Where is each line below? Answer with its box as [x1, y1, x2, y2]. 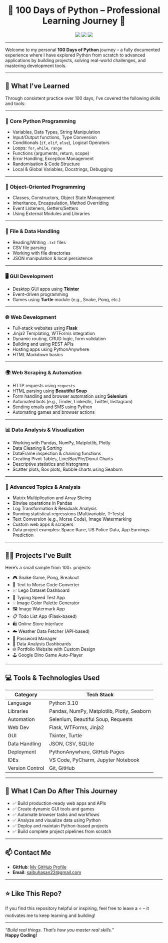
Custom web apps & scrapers [12, 521, 73, 527]
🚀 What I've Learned [5, 82, 70, 91]
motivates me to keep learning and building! [5, 912, 96, 918]
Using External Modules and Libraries [12, 211, 90, 217]
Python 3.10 [49, 699, 78, 706]
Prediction [12, 532, 34, 538]
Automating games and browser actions [12, 409, 95, 415]
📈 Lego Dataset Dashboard [12, 587, 70, 593]
